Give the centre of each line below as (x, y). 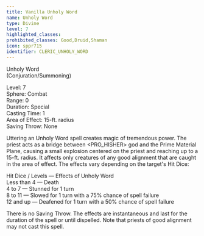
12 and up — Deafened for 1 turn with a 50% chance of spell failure (90, 201)
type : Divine (23, 23)
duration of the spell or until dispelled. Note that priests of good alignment (99, 220)
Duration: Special (28, 107)
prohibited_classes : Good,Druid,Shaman (57, 40)
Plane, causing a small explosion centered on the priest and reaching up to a (102, 151)
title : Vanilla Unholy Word (42, 12)
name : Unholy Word (30, 18)
